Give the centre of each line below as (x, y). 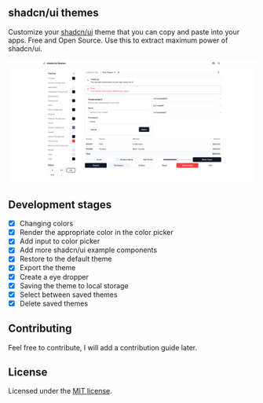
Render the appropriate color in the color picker (97, 233)
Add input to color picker (60, 241)
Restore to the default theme (66, 259)
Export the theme (47, 268)
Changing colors (46, 224)
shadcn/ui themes (54, 13)
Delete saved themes (54, 303)
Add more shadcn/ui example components (88, 250)
